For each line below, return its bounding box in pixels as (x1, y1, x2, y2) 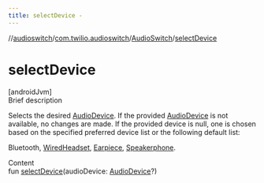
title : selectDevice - (8, 11, 83, 20)
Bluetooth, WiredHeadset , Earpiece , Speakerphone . (8, 143, 176, 152)
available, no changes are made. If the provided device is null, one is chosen (8, 119, 256, 129)
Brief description (8, 95, 63, 105)
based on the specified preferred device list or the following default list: (8, 127, 240, 136)
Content (8, 158, 35, 167)
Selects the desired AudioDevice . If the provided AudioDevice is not (8, 110, 229, 120)
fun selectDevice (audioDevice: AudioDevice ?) (8, 166, 158, 176)
